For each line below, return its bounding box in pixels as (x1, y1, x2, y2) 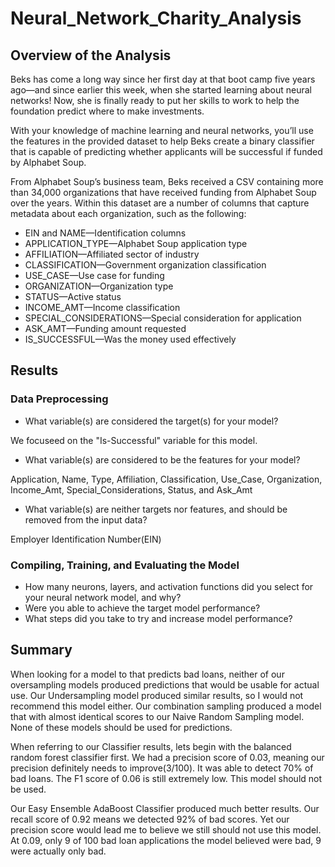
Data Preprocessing (10, 392, 109, 406)
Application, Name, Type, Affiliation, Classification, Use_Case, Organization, (10, 473, 323, 485)
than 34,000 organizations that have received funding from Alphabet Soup (10, 187, 317, 198)
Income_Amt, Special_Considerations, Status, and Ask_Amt (10, 483, 253, 496)
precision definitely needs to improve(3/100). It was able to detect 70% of (10, 762, 314, 774)
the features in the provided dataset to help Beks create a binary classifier (10, 135, 315, 147)
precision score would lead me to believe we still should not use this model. (10, 823, 322, 836)
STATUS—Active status (24, 291, 122, 302)
